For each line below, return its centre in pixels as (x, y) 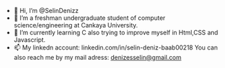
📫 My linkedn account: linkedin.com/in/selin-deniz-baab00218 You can (116, 47)
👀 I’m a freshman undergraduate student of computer (89, 18)
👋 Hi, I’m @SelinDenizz (46, 11)
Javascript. (30, 40)
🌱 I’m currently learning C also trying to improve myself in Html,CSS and (116, 32)
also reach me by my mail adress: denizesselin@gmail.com (97, 57)
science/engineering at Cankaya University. (76, 25)
